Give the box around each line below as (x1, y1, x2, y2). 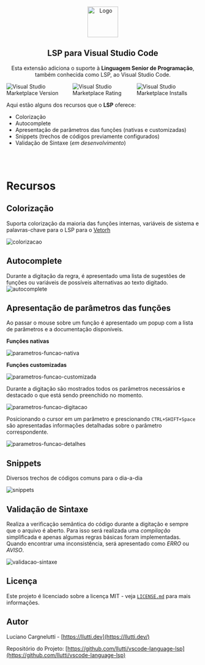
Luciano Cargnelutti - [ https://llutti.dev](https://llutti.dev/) (6, 632, 150, 640)
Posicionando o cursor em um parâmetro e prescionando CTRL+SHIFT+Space (6, 415, 196, 423)
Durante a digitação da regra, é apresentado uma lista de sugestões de (6, 272, 185, 279)
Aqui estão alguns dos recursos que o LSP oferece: (6, 101, 136, 109)
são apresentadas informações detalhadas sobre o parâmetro (6, 422, 162, 429)
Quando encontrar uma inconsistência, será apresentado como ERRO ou (6, 540, 190, 547)
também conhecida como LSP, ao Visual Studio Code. (34, 71, 171, 78)
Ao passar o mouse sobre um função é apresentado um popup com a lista (6, 319, 194, 326)
